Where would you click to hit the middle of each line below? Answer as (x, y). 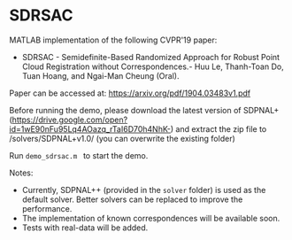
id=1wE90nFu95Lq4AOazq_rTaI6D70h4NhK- (90, 128)
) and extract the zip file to (219, 128)
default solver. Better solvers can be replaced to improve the (132, 199)
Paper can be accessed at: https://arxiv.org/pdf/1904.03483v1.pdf (130, 93)
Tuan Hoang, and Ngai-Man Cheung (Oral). (100, 75)
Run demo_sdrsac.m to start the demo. (79, 155)
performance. (47, 208)
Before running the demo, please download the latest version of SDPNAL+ (144, 110)
